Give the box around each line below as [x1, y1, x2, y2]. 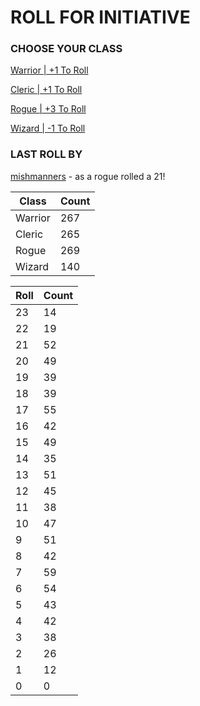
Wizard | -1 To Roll [10, 122, 86, 135]
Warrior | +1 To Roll [10, 64, 89, 76]
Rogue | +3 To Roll [10, 103, 87, 115]
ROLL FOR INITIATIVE [10, 6, 191, 29]
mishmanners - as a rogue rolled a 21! [10, 170, 166, 182]
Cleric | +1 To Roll [10, 84, 83, 96]
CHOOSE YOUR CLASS [10, 42, 123, 56]
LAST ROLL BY [10, 147, 83, 161]
